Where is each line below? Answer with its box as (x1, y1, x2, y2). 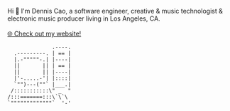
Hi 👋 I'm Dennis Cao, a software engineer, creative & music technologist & (7, 7, 224, 15)
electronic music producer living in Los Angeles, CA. (7, 14, 161, 23)
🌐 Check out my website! (7, 29, 82, 38)
